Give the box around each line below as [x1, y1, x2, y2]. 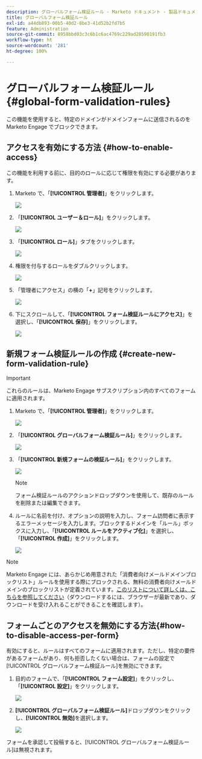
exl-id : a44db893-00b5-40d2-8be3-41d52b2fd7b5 [6, 20, 125, 26]
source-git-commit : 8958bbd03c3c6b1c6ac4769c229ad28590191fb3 [6, 31, 166, 37]
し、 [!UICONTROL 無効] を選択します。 [14, 714, 112, 722]
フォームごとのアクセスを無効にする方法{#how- [6, 621, 186, 631]
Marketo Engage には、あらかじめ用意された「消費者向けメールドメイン [6, 571, 186, 578]
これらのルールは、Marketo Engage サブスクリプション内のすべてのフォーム [6, 387, 196, 394]
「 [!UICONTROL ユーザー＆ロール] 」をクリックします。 [14, 213, 154, 221]
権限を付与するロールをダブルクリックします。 [14, 262, 131, 269]
